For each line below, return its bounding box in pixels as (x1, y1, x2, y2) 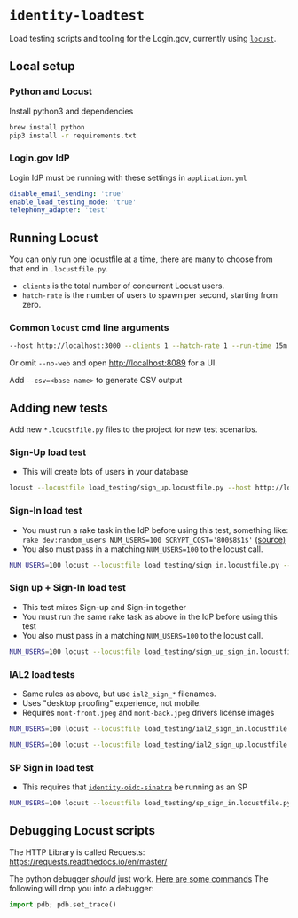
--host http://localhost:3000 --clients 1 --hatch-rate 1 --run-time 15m (9, 341, 288, 350)
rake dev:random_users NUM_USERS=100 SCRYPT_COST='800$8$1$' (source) (21, 534, 286, 545)
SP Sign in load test (9, 761, 95, 773)
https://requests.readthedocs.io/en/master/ (9, 856, 168, 867)
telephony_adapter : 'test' (9, 206, 109, 215)
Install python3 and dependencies (9, 106, 134, 116)
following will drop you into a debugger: (9, 883, 154, 893)
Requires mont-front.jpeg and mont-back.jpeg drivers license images (21, 707, 275, 718)
